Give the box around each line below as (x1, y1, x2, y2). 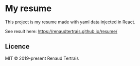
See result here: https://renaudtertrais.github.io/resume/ (5, 28, 118, 34)
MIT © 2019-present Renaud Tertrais (5, 55, 79, 61)
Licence (5, 42, 30, 51)
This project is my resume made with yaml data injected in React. (5, 19, 135, 25)
